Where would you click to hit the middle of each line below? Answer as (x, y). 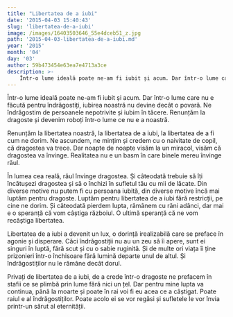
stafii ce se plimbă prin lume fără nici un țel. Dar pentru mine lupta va (106, 284)
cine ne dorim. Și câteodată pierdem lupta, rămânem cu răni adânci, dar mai (115, 206)
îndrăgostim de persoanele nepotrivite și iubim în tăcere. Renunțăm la (106, 112)
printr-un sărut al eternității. (46, 307)
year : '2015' (26, 46)
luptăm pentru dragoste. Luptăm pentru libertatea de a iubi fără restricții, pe (115, 198)
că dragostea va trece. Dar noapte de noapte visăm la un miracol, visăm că (114, 148)
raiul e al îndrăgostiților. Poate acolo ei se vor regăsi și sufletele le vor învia (114, 299)
